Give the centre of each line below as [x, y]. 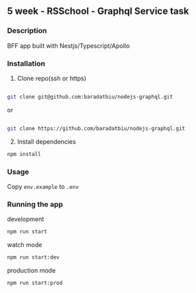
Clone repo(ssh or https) [52, 78]
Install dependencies [47, 141]
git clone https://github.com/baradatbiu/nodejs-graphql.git [96, 128]
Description [27, 31]
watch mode [25, 245]
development [26, 219]
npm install [24, 154]
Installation [26, 63]
